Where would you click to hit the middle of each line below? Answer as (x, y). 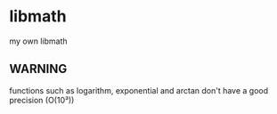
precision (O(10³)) (42, 100)
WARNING (38, 69)
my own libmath (39, 41)
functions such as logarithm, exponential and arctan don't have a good (139, 90)
